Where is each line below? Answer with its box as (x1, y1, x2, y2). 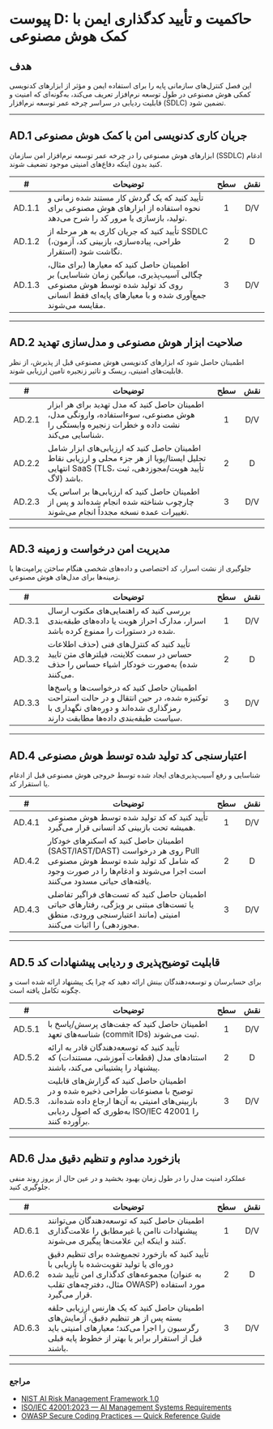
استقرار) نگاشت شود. (47, 246, 122, 257)
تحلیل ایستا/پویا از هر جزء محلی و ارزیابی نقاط (47, 452, 207, 464)
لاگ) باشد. (47, 473, 83, 484)
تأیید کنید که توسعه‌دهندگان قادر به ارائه (47, 1042, 181, 1053)
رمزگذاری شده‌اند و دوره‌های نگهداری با (47, 703, 181, 714)
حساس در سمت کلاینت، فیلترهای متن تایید (47, 648, 193, 660)
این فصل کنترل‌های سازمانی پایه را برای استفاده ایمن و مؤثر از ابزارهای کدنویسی (9, 81, 252, 90)
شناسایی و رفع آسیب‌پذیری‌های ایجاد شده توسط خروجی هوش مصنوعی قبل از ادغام (9, 770, 261, 780)
